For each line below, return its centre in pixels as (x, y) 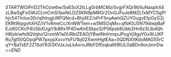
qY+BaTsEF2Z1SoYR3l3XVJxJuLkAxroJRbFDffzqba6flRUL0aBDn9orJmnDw (84, 45)
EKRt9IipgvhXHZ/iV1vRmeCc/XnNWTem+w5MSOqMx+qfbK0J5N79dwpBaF (86, 23)
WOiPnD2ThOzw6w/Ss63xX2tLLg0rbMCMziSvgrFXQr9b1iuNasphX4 (92, 7)
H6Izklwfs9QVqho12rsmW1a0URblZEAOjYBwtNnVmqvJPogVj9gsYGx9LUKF (85, 34)
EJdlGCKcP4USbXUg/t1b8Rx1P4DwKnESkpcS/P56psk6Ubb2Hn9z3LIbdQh (84, 29)
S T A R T (13, 7)
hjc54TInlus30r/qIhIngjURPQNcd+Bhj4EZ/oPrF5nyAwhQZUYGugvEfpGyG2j (85, 18)
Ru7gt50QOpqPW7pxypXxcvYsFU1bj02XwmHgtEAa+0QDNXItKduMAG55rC (85, 39)
